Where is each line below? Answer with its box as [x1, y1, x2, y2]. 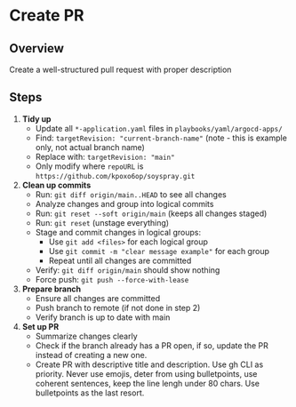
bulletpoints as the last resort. [35, 387, 145, 398]
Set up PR [21, 321, 60, 331]
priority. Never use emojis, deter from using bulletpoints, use [35, 368, 258, 379]
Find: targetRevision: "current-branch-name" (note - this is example [35, 132, 287, 143]
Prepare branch [21, 283, 82, 294]
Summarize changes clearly [35, 331, 138, 341]
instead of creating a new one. [35, 349, 148, 360]
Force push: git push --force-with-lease [35, 274, 189, 284]
